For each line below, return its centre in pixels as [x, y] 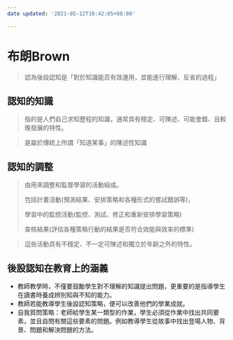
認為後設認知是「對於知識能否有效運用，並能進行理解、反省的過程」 [122, 77]
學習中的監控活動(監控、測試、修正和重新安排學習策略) [103, 215]
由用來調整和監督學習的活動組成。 [73, 185]
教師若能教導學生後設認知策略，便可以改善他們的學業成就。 [103, 303]
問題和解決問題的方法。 [63, 330]
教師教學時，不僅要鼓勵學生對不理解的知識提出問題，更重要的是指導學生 [121, 286]
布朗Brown [39, 56]
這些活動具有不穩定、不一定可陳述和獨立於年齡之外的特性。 [110, 244]
